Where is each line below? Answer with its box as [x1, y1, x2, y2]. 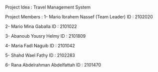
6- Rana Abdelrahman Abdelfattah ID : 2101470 [5, 62, 101, 68]
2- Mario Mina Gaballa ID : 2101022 [5, 23, 77, 29]
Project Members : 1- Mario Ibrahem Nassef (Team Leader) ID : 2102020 [5, 14, 153, 19]
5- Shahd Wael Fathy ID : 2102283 [5, 52, 76, 58]
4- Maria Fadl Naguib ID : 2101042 [5, 43, 76, 49]
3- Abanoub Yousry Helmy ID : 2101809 [5, 33, 86, 39]
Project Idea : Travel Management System [5, 4, 91, 10]
